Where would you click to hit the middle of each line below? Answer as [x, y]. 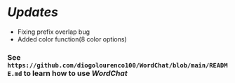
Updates [33, 12]
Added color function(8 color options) [72, 39]
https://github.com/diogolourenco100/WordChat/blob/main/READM [117, 65]
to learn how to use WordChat [75, 73]
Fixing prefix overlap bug [53, 32]
